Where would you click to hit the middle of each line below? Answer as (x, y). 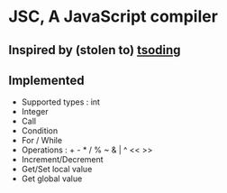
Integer (35, 112)
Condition (40, 131)
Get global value (52, 179)
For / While (42, 141)
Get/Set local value (57, 170)
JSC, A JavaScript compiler (113, 17)
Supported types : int (61, 102)
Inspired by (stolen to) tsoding (95, 50)
